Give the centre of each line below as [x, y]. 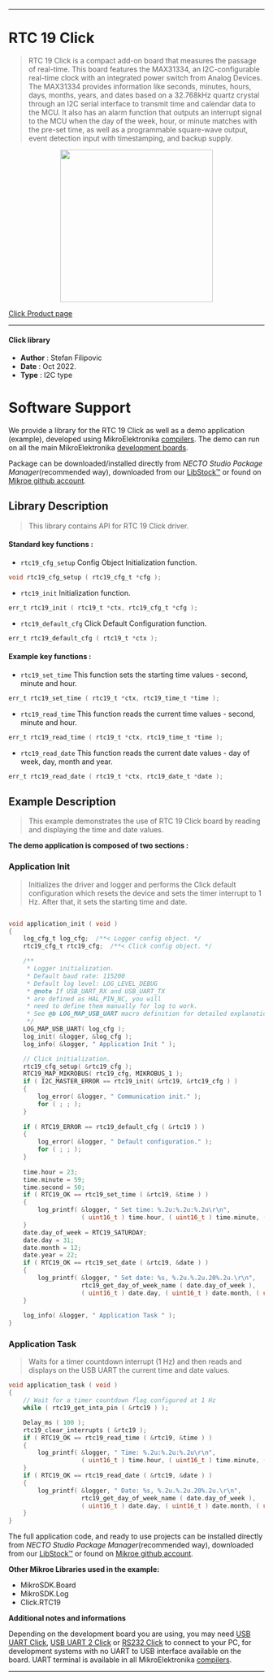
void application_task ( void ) [63, 1385]
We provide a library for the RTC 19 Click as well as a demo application [127, 431]
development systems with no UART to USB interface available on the [125, 1652]
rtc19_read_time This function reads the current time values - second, [138, 714]
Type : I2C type [46, 376]
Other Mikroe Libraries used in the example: [84, 1569]
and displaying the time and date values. [96, 830]
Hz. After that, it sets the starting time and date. [108, 901]
